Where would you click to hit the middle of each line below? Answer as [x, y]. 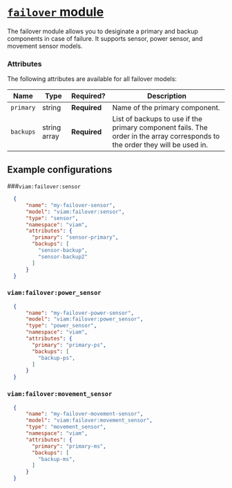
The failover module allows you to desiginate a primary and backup [103, 31]
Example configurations [60, 169]
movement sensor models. [45, 46]
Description [167, 96]
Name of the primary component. [166, 108]
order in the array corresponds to [166, 136]
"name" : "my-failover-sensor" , [70, 205]
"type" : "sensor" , [52, 218]
